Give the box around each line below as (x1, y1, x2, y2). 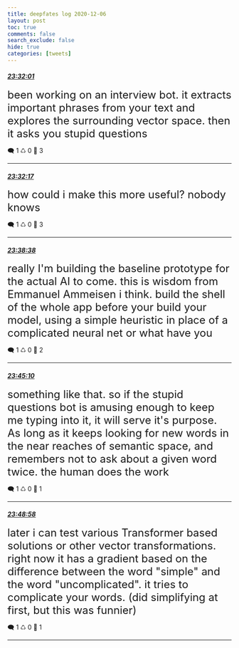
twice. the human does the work (7, 464, 169, 479)
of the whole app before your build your (7, 301, 207, 314)
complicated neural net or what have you (7, 326, 213, 340)
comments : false (7, 30, 55, 38)
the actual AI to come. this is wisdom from (7, 275, 218, 288)
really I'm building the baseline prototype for (7, 261, 230, 276)
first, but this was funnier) (7, 603, 137, 617)
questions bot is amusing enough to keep (7, 400, 215, 414)
